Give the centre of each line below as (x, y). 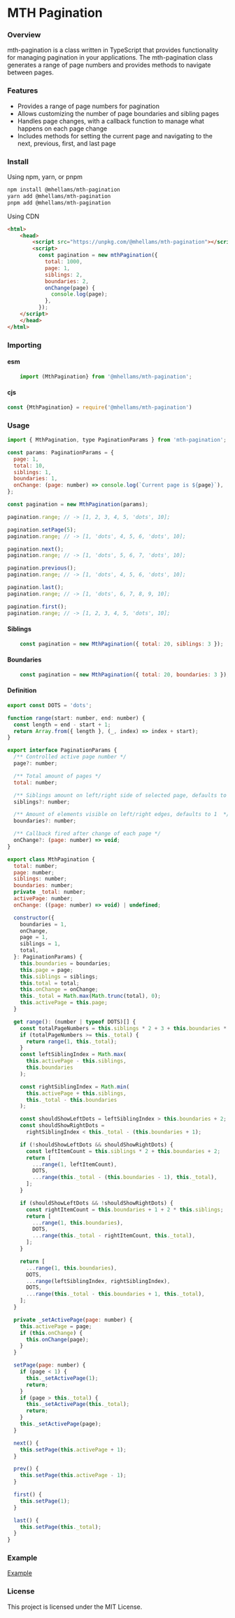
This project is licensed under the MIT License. (75, 1607)
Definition (22, 690)
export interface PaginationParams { (62, 750)
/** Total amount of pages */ (57, 776)
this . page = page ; (47, 970)
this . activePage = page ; (56, 1326)
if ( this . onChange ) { (51, 1333)
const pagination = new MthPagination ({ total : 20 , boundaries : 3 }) (123, 675)
